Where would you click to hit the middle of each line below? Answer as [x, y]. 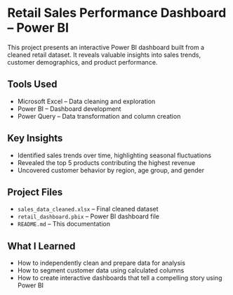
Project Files [35, 192]
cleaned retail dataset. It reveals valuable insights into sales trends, [104, 55]
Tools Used [32, 85]
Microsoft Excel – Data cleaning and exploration [86, 101]
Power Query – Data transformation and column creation [99, 116]
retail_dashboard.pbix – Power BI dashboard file [88, 216]
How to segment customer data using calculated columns [101, 270]
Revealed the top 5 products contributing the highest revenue [106, 162]
